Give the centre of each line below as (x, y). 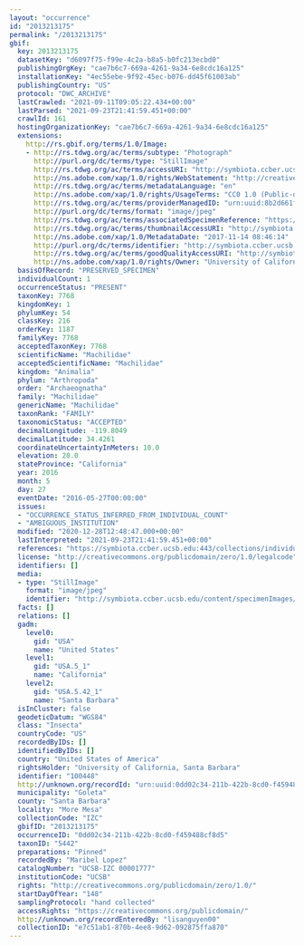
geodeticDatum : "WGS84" (62, 717)
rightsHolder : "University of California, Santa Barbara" (129, 767)
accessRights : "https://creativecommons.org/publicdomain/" (133, 911)
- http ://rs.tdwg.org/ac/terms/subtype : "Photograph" (129, 152)
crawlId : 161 (42, 119)
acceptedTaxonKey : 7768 (62, 346)
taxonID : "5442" (48, 844)
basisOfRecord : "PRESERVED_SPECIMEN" (89, 271)
